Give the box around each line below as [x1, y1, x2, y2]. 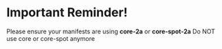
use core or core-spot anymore [6, 34, 96, 42]
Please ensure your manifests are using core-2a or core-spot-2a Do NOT [6, 27, 216, 35]
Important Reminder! [6, 5, 128, 20]
